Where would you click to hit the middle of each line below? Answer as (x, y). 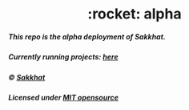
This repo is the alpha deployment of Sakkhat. (87, 36)
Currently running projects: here (63, 57)
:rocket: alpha (135, 14)
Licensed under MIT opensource (63, 97)
